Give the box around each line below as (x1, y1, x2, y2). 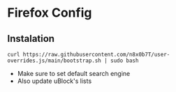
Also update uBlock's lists (17, 77, 92, 85)
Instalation (7, 33, 54, 45)
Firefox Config (7, 5, 92, 21)
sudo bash (110, 57, 139, 64)
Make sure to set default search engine (17, 70, 131, 77)
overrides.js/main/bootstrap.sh (7, 57, 101, 64)
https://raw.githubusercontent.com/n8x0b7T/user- (22, 51, 170, 58)
